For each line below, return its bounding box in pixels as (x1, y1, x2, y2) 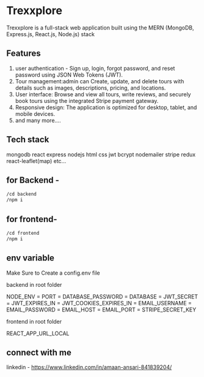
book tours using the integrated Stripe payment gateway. (15, 97, 159, 104)
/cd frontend (6, 230, 40, 236)
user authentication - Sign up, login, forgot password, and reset (15, 64, 175, 72)
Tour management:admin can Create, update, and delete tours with (15, 77, 184, 85)
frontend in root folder (6, 318, 62, 325)
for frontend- (6, 214, 57, 224)
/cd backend (6, 191, 37, 197)
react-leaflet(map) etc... (6, 157, 67, 164)
